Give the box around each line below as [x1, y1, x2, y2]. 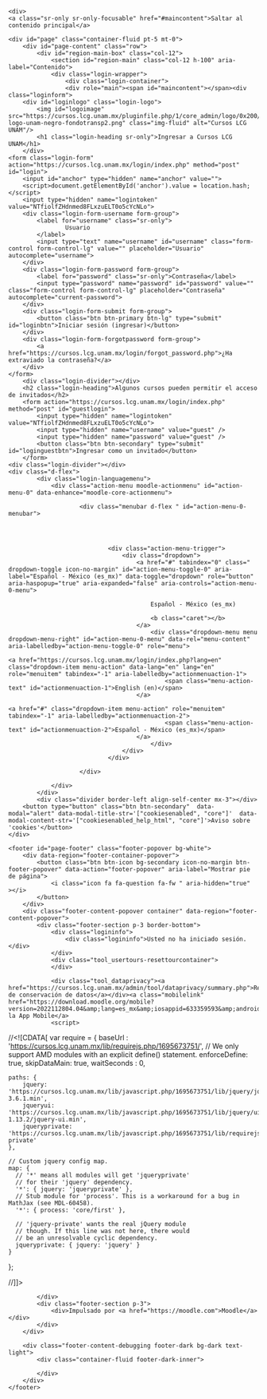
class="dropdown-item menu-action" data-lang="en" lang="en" [8, 663, 215, 671]
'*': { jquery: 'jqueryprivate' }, [15, 1185, 133, 1193]
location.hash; [199, 182, 250, 190]
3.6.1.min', [8, 1094, 48, 1102]
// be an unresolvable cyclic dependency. [15, 1234, 158, 1242]
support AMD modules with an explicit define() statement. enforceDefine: [8, 1050, 249, 1059]
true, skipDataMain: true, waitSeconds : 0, [8, 1059, 145, 1067]
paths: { [8, 1074, 37, 1082]
